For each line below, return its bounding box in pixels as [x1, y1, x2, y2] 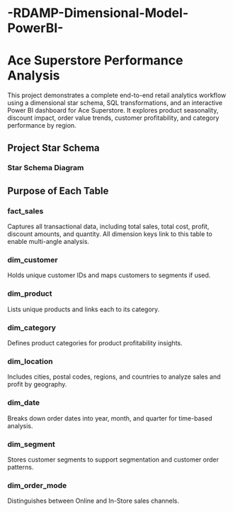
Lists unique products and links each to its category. [7, 305, 160, 313]
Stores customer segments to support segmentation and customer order [7, 455, 220, 464]
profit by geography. [7, 380, 67, 389]
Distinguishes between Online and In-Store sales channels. [7, 496, 179, 505]
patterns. [7, 462, 34, 471]
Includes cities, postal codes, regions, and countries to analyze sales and [7, 372, 221, 381]
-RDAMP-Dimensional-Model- [7, 5, 189, 21]
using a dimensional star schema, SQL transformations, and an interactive [7, 99, 223, 107]
